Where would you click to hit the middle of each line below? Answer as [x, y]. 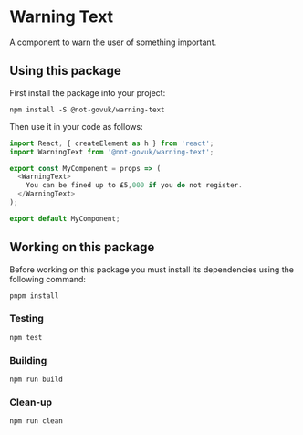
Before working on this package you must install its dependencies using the [152, 269]
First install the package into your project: [88, 92]
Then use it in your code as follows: [76, 126]
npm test [26, 337]
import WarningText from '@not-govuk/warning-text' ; [112, 152]
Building [28, 360]
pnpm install [34, 296]
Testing [26, 319]
